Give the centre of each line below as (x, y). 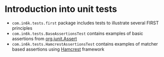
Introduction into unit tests (61, 9)
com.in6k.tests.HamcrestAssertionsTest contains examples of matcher (85, 44)
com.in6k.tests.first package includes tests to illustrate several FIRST (85, 23)
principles (22, 28)
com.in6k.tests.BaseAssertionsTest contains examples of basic (78, 33)
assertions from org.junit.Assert (44, 39)
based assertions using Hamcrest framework (58, 49)
